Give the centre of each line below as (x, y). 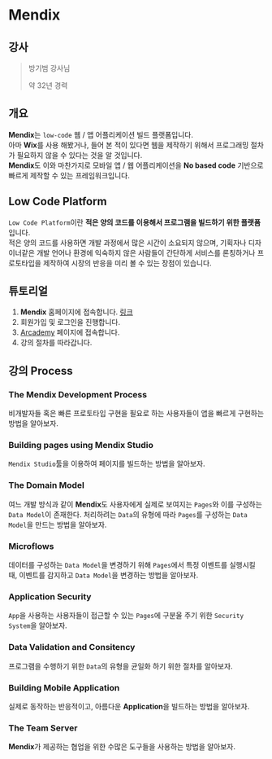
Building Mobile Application (64, 687)
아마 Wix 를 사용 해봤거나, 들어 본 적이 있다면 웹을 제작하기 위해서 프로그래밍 (129, 145)
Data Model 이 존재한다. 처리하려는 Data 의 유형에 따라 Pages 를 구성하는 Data (128, 514)
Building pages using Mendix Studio (81, 445)
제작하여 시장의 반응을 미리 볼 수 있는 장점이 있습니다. (128, 263)
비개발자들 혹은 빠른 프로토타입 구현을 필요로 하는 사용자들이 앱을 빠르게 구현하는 (136, 414)
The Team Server (43, 728)
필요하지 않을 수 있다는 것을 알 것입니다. (80, 155)
